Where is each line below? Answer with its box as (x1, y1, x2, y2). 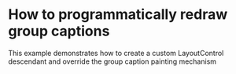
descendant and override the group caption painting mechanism (8, 57, 217, 66)
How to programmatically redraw (8, 6, 228, 24)
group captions (8, 22, 110, 40)
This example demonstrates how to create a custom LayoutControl (8, 48, 224, 57)
